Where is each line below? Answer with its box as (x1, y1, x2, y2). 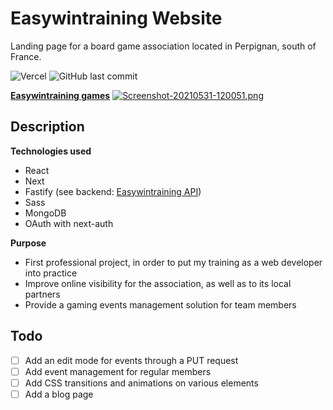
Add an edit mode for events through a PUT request (24, 354, 239, 366)
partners (24, 288, 61, 300)
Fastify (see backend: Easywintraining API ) (24, 185, 202, 197)
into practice (24, 267, 78, 279)
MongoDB (24, 207, 67, 219)
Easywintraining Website (10, 7, 223, 30)
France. (10, 50, 42, 62)
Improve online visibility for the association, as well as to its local (24, 277, 292, 289)
